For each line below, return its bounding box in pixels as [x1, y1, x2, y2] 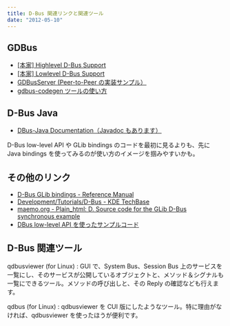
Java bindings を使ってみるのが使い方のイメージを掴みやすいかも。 [7, 149, 199, 158]
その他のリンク [7, 171, 71, 183]
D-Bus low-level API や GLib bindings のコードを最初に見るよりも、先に [7, 141, 211, 149]
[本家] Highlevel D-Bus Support [17, 61, 107, 69]
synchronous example [17, 212, 81, 220]
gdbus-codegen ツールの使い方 [17, 87, 107, 95]
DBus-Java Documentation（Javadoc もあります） [17, 127, 162, 135]
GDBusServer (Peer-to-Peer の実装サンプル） [17, 78, 147, 87]
